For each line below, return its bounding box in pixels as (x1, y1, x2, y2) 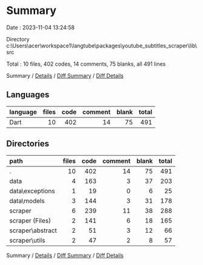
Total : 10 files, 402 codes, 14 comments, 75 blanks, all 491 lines (6, 60, 166, 67)
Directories (6, 139, 50, 149)
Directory (6, 35, 30, 43)
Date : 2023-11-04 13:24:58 (6, 24, 75, 31)
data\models (9, 196, 45, 205)
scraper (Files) (9, 216, 52, 225)
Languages (6, 89, 50, 100)
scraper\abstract (9, 226, 58, 235)
